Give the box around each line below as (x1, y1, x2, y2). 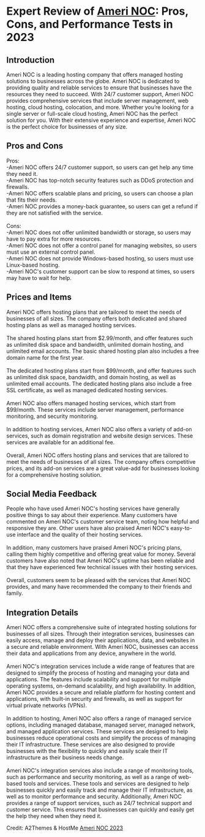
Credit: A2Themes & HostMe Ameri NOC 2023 (6, 824, 124, 831)
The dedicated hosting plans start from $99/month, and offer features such (6, 366, 196, 374)
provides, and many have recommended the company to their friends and (6, 583, 192, 591)
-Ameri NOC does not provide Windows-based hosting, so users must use (6, 254, 194, 262)
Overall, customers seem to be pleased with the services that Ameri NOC (6, 577, 191, 584)
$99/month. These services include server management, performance (6, 406, 184, 413)
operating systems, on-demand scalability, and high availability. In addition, (6, 682, 196, 690)
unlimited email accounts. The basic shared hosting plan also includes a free (6, 347, 199, 355)
